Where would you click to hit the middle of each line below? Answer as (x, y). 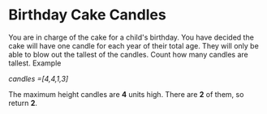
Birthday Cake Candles (87, 15)
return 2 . (23, 103)
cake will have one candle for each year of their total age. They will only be (134, 45)
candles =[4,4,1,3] (39, 78)
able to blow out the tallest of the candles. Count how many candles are (129, 54)
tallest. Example (35, 63)
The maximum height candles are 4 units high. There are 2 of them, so (126, 94)
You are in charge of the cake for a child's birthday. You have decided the (131, 37)
